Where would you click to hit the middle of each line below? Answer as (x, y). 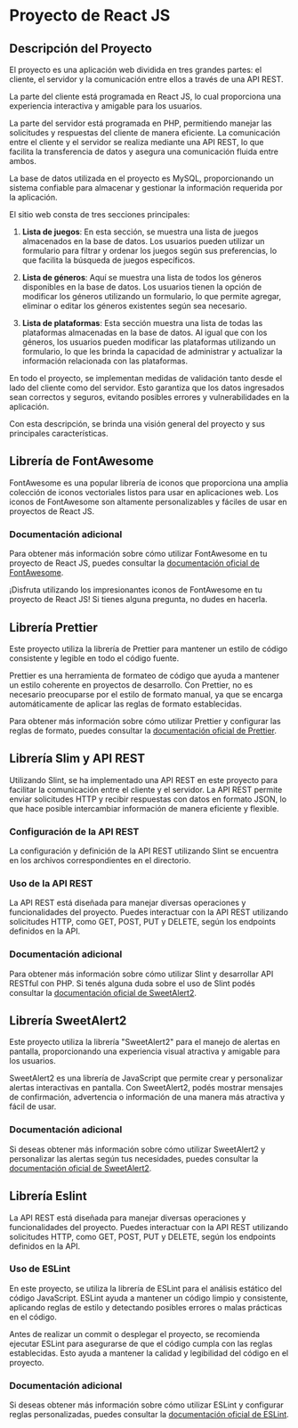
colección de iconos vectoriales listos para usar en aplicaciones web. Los (144, 492)
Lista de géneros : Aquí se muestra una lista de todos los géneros (142, 277)
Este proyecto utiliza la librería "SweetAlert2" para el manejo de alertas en (145, 1042)
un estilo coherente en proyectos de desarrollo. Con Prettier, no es (131, 685)
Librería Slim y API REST (77, 759)
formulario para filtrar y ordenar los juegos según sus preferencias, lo (149, 251)
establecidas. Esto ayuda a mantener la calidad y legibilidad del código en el (149, 1353)
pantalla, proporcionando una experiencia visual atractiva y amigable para (145, 1051)
